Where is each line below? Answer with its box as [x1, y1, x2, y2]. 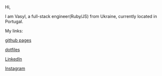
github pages [5, 37, 32, 43]
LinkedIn [5, 56, 22, 62]
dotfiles [5, 47, 20, 52]
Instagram [5, 65, 25, 71]
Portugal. [5, 19, 23, 24]
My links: [5, 28, 23, 33]
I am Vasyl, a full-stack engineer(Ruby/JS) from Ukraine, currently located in [5, 14, 157, 19]
